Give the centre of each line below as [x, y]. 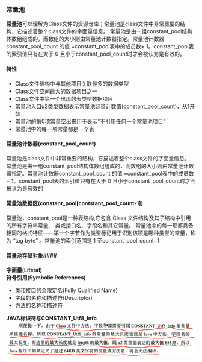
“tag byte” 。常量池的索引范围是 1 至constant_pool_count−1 [86, 240]
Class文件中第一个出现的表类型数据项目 [64, 98]
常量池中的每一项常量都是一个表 [54, 129]
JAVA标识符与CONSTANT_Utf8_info [52, 319]
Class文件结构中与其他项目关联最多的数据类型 [72, 83]
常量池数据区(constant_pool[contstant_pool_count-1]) [75, 203]
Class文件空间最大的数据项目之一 [56, 91]
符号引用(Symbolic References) [46, 278]
